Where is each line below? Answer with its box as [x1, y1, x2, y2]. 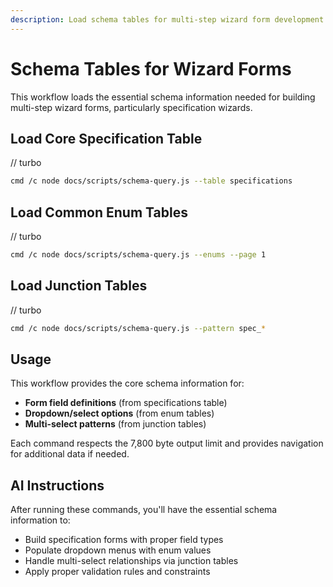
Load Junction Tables [10, 277, 148, 295]
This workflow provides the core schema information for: [10, 377, 245, 390]
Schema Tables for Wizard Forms [10, 57, 292, 80]
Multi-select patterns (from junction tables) [24, 418, 207, 430]
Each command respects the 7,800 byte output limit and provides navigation [10, 437, 324, 450]
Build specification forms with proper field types [24, 534, 224, 546]
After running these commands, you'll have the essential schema [10, 504, 278, 516]
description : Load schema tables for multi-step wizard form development [10, 14, 325, 25]
